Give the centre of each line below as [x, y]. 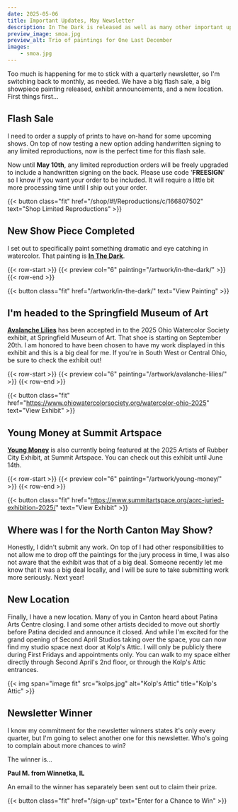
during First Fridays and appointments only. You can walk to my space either [119, 654]
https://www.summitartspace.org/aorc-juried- [157, 500]
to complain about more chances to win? [67, 745]
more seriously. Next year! [46, 577]
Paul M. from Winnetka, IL [46, 773]
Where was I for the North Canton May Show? [110, 530]
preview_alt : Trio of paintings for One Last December [90, 40]
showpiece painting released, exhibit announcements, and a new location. [115, 89]
